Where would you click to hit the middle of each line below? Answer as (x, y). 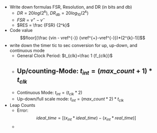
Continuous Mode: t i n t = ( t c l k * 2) (49, 93)
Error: (23, 110)
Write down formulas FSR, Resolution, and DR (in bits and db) (71, 7)
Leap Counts (22, 105)
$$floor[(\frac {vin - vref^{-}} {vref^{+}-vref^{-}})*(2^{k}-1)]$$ (83, 38)
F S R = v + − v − (31, 20)
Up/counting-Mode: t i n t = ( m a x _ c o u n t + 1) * (85, 72)
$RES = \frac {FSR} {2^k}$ (43, 25)
